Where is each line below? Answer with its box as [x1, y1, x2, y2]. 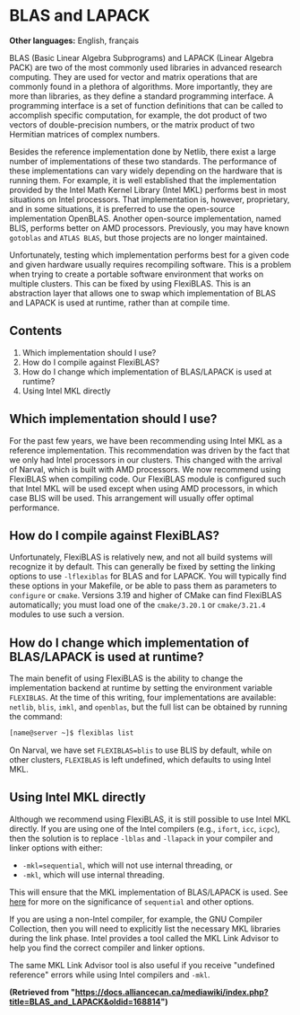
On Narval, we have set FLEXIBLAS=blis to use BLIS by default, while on [9, 745, 272, 755]
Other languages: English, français [9, 35, 140, 46]
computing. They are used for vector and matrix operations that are [9, 71, 258, 82]
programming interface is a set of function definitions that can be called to [9, 100, 284, 110]
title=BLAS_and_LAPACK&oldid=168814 [9, 996, 161, 1007]
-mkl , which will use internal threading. [21, 869, 166, 880]
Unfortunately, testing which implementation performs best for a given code [9, 249, 289, 260]
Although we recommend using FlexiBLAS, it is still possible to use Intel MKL [9, 814, 291, 825]
